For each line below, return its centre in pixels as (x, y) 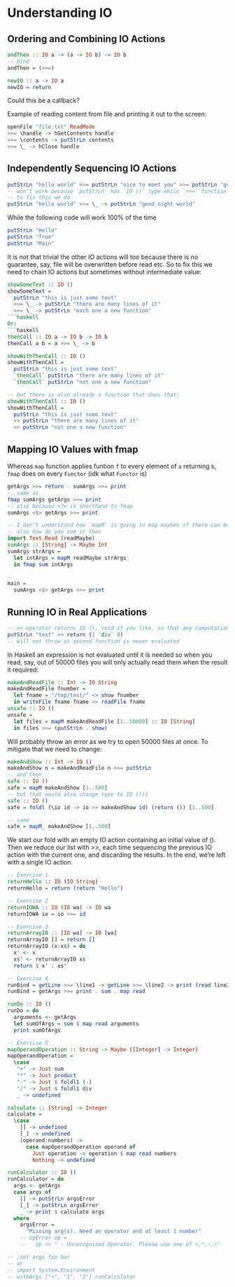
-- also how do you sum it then (54, 532)
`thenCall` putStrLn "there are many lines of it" (89, 376)
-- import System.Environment (51, 1270)
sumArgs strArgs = (34, 551)
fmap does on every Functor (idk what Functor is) (77, 474)
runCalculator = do (36, 1179)
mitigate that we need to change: (55, 749)
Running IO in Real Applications (77, 612)
